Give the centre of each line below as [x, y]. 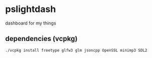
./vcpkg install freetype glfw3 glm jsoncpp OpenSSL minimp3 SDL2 [76, 50]
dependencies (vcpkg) [42, 39]
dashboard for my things [31, 23]
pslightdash [31, 9]
